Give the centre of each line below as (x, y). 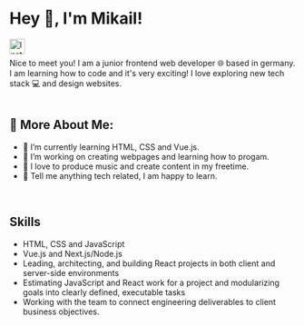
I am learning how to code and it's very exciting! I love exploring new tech (147, 73)
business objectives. (61, 311)
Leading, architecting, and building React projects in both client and (149, 263)
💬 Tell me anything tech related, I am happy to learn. (120, 175)
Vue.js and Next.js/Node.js (72, 253)
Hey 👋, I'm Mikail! (76, 19)
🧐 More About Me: (62, 125)
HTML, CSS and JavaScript (74, 243)
